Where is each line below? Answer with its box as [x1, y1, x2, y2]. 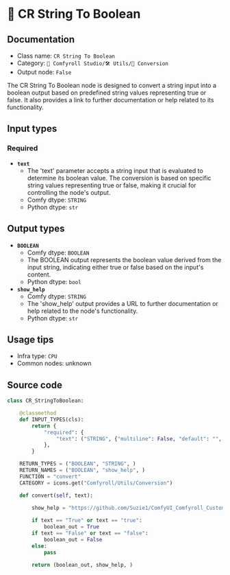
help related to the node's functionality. [27, 307, 138, 315]
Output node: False [16, 68, 72, 76]
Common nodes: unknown [16, 360, 92, 368]
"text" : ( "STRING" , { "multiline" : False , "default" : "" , [55, 435, 222, 442]
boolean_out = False [43, 536, 103, 543]
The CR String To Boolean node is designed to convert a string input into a [7, 82, 217, 89]
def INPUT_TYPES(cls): [19, 416, 84, 423]
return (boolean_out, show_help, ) [31, 561, 133, 568]
